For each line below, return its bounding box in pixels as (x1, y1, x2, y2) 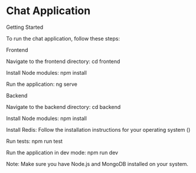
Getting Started (6, 24, 44, 31)
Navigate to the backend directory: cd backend (6, 103, 121, 110)
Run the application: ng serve (6, 81, 78, 88)
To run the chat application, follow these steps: (6, 35, 120, 42)
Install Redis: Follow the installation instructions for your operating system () (6, 126, 191, 133)
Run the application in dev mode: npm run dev (6, 149, 119, 156)
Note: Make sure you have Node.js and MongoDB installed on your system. (6, 160, 189, 167)
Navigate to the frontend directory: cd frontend (6, 58, 120, 65)
